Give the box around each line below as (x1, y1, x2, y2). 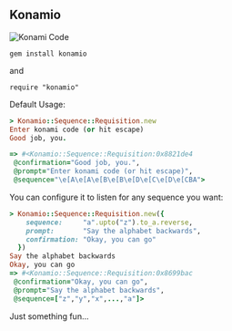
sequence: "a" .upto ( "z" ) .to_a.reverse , (25, 218, 194, 227)
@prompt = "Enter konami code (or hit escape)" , (13, 167, 194, 176)
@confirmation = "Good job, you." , (13, 159, 141, 168)
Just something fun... (9, 310, 89, 322)
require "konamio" (9, 82, 79, 92)
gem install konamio (9, 49, 88, 58)
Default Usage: (9, 98, 66, 109)
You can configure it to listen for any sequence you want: (9, 191, 224, 202)
